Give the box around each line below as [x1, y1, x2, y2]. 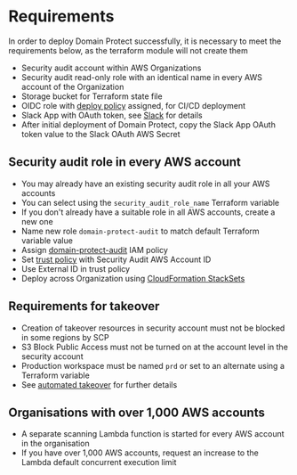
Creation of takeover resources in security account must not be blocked [20, 323, 285, 333]
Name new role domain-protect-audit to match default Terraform [20, 225, 260, 236]
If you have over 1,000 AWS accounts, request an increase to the [20, 447, 259, 458]
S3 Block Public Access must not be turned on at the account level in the [20, 341, 288, 352]
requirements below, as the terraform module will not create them [8, 45, 248, 55]
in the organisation [20, 438, 90, 449]
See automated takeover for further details [20, 379, 178, 389]
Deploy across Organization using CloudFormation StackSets [20, 273, 245, 283]
